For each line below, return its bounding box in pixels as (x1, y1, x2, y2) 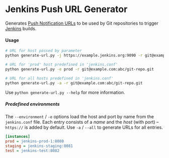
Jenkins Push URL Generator (5, 4, 128, 15)
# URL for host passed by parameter (5, 48, 82, 53)
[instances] (5, 134, 30, 139)
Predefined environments (5, 101, 60, 107)
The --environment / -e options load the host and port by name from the (5, 114, 154, 120)
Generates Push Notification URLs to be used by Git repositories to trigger (5, 20, 158, 26)
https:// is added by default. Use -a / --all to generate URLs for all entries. (5, 124, 163, 130)
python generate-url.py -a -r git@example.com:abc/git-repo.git (5, 81, 143, 86)
